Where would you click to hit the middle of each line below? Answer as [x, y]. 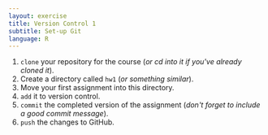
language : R [28, 39]
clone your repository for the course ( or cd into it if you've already [131, 62]
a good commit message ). [64, 114]
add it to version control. [60, 96]
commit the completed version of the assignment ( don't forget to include [140, 105]
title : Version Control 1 [52, 24]
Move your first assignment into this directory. [97, 88]
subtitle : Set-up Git [45, 31]
